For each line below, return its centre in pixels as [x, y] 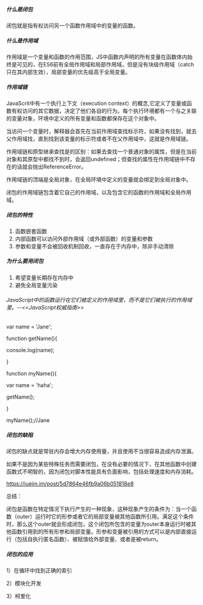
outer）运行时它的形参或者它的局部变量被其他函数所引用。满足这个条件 [105, 517]
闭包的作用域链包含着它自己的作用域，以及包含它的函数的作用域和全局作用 [99, 192]
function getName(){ [32, 339]
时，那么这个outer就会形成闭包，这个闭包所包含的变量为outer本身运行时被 [99, 524]
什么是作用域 [22, 40]
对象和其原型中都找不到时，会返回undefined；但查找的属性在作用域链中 [96, 159]
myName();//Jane [28, 420]
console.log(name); [31, 350]
